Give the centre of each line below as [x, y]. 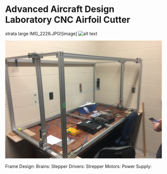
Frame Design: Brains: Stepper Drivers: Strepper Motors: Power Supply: [79, 166]
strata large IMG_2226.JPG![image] [41, 33]
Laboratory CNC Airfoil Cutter [68, 20]
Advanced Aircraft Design [60, 9]
